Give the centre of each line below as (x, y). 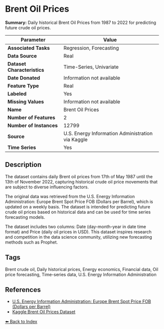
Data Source (22, 56)
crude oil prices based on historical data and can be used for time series (78, 212)
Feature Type (23, 85)
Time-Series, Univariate (91, 67)
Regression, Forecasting (91, 48)
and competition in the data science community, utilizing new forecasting (79, 237)
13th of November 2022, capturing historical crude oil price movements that (81, 182)
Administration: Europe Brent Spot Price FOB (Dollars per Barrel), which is (79, 202)
